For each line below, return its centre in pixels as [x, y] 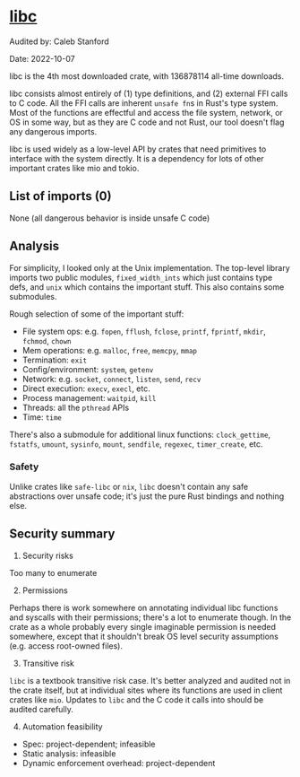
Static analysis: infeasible [69, 753]
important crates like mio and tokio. [74, 168]
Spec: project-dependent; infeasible [89, 744]
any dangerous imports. [53, 131]
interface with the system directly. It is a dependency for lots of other [137, 158]
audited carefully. [42, 709]
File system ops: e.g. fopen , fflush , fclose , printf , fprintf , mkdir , [144, 331]
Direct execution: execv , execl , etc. [86, 388]
